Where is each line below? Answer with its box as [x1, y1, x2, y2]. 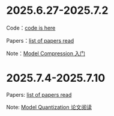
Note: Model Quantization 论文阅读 [6, 103, 92, 111]
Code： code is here [6, 24, 56, 31]
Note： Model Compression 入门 [6, 49, 86, 57]
